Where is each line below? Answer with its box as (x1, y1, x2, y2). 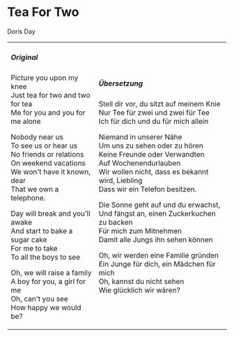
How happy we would (10, 303, 81, 313)
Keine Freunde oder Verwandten (98, 150, 205, 159)
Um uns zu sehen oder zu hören (98, 141, 204, 150)
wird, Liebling (98, 175, 143, 185)
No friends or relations (10, 150, 84, 159)
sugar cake (10, 235, 47, 244)
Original (10, 53, 38, 63)
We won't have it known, (10, 167, 91, 177)
